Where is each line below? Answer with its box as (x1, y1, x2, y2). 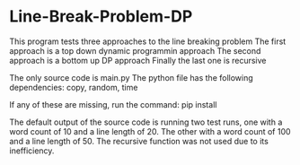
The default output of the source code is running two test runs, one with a (9, 117, 283, 127)
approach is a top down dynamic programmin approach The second (9, 45, 261, 56)
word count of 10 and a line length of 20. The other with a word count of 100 (9, 126, 291, 136)
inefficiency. (9, 145, 55, 156)
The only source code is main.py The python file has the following (9, 72, 253, 82)
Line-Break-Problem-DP (9, 6, 193, 27)
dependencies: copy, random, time (9, 82, 138, 92)
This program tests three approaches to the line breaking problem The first (9, 36, 287, 47)
